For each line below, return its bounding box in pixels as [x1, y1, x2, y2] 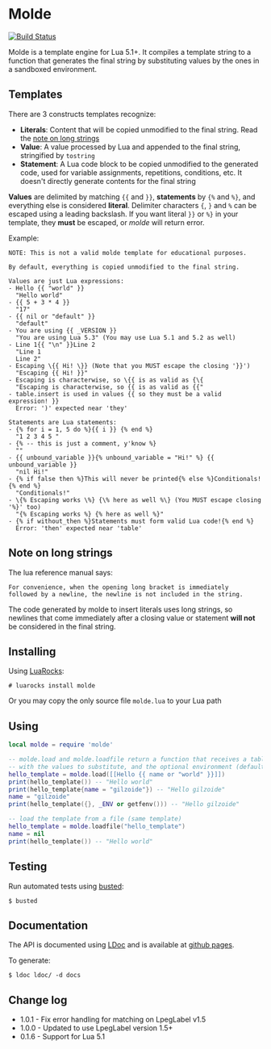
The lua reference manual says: [8, 567, 113, 577]
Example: [8, 233, 40, 243]
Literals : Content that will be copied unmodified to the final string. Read [19, 124, 258, 134]
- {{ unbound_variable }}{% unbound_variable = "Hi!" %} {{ [8, 453, 215, 462]
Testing [8, 860, 48, 874]
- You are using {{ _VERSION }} [8, 326, 117, 335]
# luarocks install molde [8, 682, 95, 690]
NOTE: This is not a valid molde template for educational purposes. [8, 249, 248, 257]
